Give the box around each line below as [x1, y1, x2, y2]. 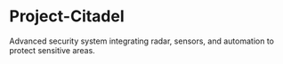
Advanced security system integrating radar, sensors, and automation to [9, 36, 274, 46]
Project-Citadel [9, 6, 125, 27]
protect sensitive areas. [9, 44, 95, 55]
